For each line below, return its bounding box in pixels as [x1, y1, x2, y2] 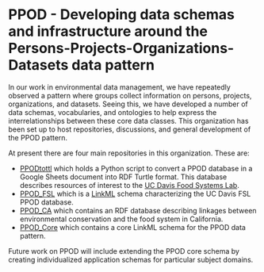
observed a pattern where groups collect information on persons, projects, [8, 90, 252, 100]
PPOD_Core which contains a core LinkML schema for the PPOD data [19, 222, 246, 232]
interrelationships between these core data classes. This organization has [8, 116, 249, 125]
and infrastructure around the [8, 22, 209, 40]
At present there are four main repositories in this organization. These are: [8, 148, 250, 158]
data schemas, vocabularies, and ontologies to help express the [8, 107, 217, 117]
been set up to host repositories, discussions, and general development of [8, 125, 251, 134]
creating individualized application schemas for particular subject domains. [8, 255, 254, 264]
